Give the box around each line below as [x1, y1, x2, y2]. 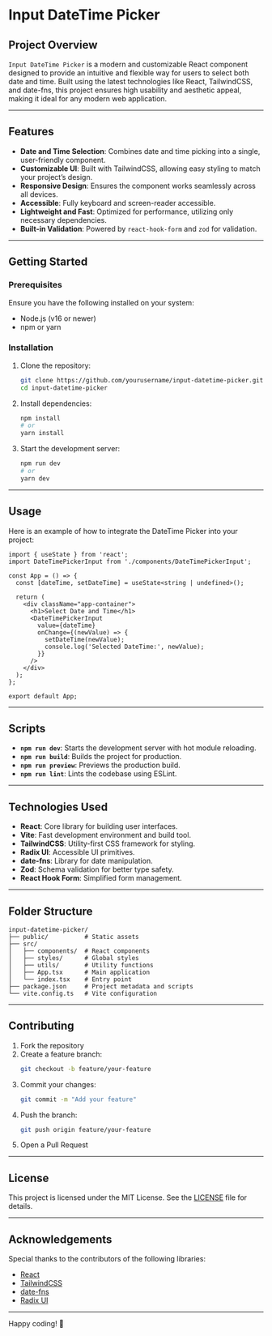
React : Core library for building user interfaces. [19, 822, 178, 831]
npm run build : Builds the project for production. [19, 752, 182, 762]
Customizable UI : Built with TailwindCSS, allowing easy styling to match [19, 164, 261, 173]
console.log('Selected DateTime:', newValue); [44, 642, 205, 651]
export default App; [8, 692, 79, 700]
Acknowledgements [8, 1232, 113, 1246]
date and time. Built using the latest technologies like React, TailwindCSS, [8, 77, 253, 86]
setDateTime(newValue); [44, 635, 125, 643]
